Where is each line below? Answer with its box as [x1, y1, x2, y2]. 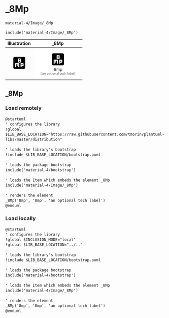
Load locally [5, 215, 36, 222]
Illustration [7, 40, 31, 46]
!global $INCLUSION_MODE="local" [5, 237, 76, 242]
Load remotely [5, 104, 42, 111]
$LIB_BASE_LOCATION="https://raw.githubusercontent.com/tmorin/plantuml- [5, 132, 165, 137]
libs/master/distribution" [5, 137, 62, 142]
